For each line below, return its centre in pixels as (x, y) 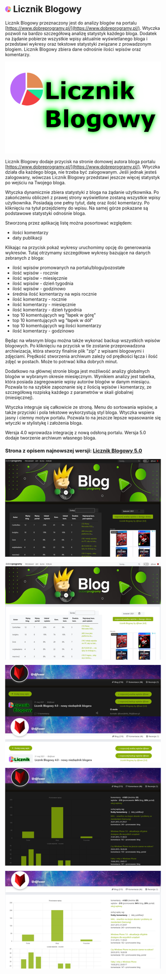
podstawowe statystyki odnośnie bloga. (46, 213)
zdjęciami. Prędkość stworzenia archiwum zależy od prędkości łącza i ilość (82, 356)
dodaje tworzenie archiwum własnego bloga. (51, 438)
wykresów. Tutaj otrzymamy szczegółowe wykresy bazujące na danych (78, 253)
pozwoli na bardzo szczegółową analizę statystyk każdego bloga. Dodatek (81, 33)
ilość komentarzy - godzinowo (43, 331)
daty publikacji (27, 238)
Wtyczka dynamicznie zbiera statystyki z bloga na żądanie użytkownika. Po (82, 193)
